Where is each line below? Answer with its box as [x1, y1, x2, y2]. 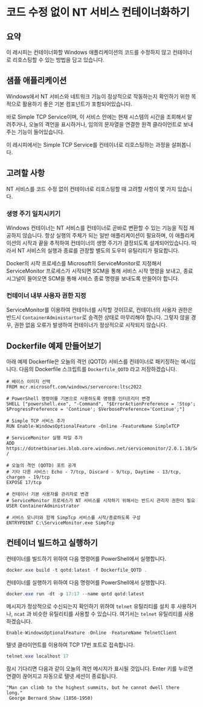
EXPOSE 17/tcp [6, 480, 42, 486]
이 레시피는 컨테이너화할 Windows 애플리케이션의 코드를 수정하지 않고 [6, 49, 172, 56]
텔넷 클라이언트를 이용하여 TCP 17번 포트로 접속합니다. [6, 641, 135, 648]
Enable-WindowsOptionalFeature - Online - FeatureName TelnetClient [6, 630, 177, 636]
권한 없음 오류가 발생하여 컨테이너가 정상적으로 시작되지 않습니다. [14, 321, 167, 329]
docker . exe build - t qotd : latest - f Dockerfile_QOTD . [6, 567, 147, 573]
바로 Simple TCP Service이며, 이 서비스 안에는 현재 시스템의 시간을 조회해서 [6, 113, 186, 120]
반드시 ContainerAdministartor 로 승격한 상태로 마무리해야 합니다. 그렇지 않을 [6, 314, 190, 321]
